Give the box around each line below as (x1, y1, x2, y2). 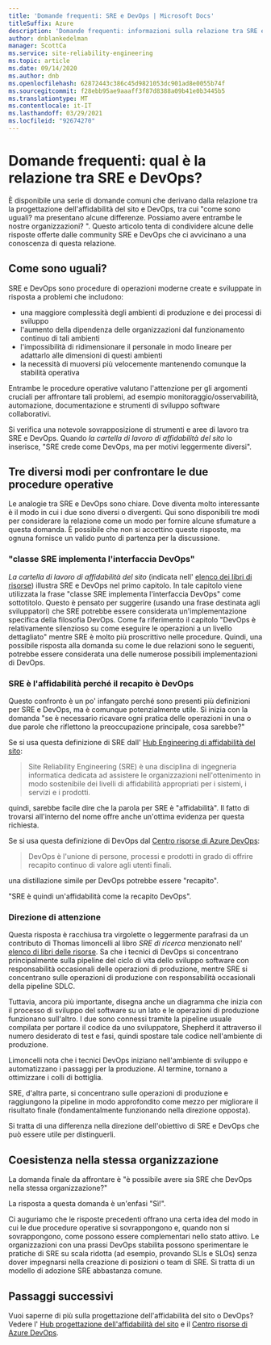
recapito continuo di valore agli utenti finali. (27, 861, 172, 870)
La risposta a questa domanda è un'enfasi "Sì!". (8, 1199, 167, 1209)
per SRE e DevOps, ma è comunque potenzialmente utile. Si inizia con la (8, 705, 248, 714)
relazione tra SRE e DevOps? (8, 169, 203, 187)
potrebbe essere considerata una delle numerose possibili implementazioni (8, 649, 258, 659)
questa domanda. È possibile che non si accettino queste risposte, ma (8, 525, 241, 534)
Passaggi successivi (8, 1289, 115, 1303)
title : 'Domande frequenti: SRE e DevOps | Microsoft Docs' (8, 11, 215, 20)
